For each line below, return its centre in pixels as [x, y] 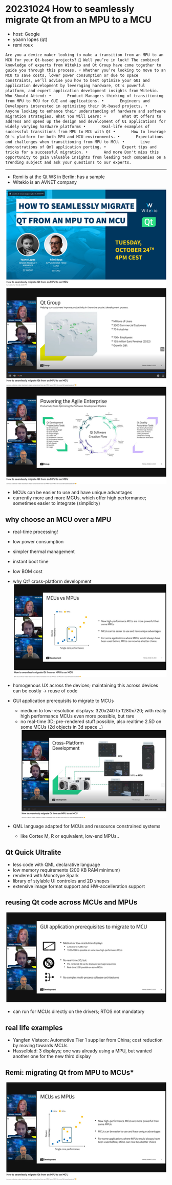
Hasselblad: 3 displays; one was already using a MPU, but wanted [82, 1051]
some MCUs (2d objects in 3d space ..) [62, 727]
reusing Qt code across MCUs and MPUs [71, 903]
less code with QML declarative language [56, 865]
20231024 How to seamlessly [70, 9]
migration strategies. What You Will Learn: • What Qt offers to [83, 116]
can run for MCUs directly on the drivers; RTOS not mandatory [79, 1011]
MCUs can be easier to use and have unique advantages [72, 493]
